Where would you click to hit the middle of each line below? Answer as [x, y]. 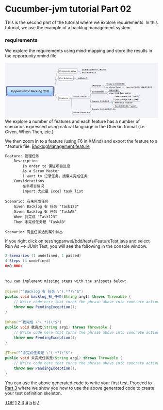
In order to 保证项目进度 [46, 166]
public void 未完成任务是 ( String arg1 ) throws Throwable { [64, 358]
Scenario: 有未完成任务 [27, 201]
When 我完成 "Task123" [35, 217]
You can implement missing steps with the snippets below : [66, 281]
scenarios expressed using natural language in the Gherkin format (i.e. [75, 126]
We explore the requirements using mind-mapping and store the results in [79, 51]
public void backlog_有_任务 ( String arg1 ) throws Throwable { [68, 297]
